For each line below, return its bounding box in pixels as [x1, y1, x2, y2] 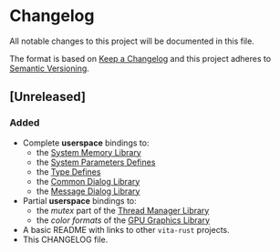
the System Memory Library [36, 146, 141, 157]
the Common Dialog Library [36, 176, 140, 186]
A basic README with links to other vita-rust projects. [22, 224, 230, 235]
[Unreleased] [9, 89, 87, 105]
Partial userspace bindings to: [22, 195, 137, 206]
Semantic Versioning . [9, 63, 89, 74]
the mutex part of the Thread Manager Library [36, 205, 210, 216]
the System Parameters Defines [36, 156, 156, 167]
